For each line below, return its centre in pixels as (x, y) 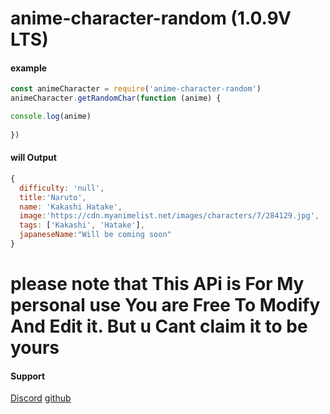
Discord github (41, 398)
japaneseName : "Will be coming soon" (95, 235)
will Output (33, 158)
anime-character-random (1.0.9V (151, 18)
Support (28, 376)
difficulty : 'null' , (62, 188)
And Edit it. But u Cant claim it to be (159, 326)
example (29, 68)
